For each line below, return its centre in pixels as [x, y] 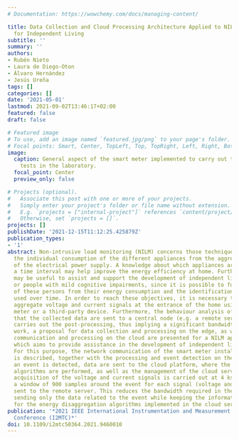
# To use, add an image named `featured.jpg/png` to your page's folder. [119, 139]
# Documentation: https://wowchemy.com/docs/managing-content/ [103, 14]
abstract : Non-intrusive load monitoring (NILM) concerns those [105, 252]
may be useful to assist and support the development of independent [119, 278]
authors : [20, 54]
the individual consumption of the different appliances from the [114, 258]
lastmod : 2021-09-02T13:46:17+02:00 [62, 107]
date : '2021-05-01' [36, 100]
